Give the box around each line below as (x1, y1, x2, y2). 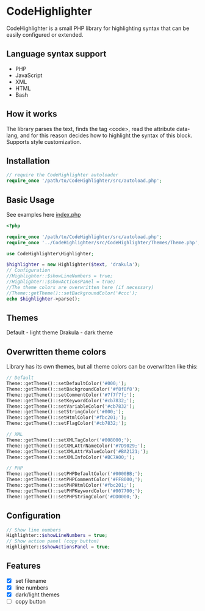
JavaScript (15, 72, 43, 79)
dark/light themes (15, 591, 60, 598)
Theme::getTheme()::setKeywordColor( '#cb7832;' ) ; (6, 397, 135, 403)
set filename (15, 577, 47, 584)
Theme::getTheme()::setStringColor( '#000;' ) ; (6, 409, 124, 415)
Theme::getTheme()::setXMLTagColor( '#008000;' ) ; (6, 437, 132, 443)
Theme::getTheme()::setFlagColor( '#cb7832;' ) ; (6, 421, 127, 427)
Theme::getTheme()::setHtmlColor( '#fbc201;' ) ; (6, 414, 127, 421)
